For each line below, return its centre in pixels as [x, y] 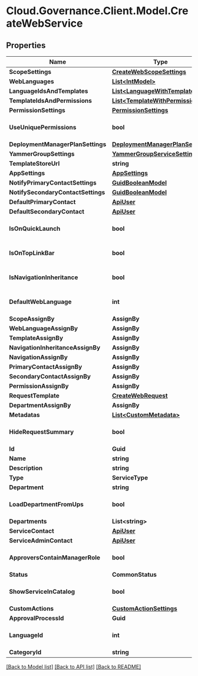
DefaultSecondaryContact [47, 211]
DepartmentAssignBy [40, 405]
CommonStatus [134, 575]
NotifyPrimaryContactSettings [53, 183]
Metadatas [24, 415]
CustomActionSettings [145, 609]
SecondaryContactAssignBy [50, 376]
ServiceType [130, 478]
